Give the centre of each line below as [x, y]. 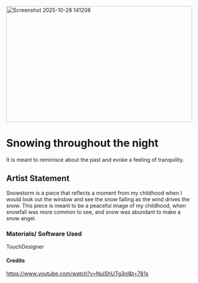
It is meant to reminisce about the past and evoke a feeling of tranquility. [95, 159]
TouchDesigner [25, 247]
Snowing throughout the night [82, 143]
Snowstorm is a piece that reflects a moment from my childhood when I [94, 193]
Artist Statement [38, 179]
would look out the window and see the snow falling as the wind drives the [98, 199]
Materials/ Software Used [44, 233]
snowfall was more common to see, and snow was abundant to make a [94, 212]
